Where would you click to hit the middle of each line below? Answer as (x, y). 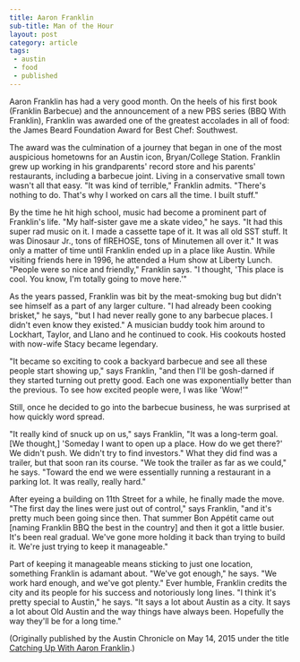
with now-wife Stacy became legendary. (84, 344)
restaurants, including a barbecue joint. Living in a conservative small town (147, 176)
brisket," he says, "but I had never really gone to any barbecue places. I (141, 315)
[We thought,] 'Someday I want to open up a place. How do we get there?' (146, 443)
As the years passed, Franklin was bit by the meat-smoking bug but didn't (146, 296)
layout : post (34, 34)
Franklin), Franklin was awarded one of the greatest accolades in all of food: (150, 120)
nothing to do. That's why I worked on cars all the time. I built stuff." (134, 194)
